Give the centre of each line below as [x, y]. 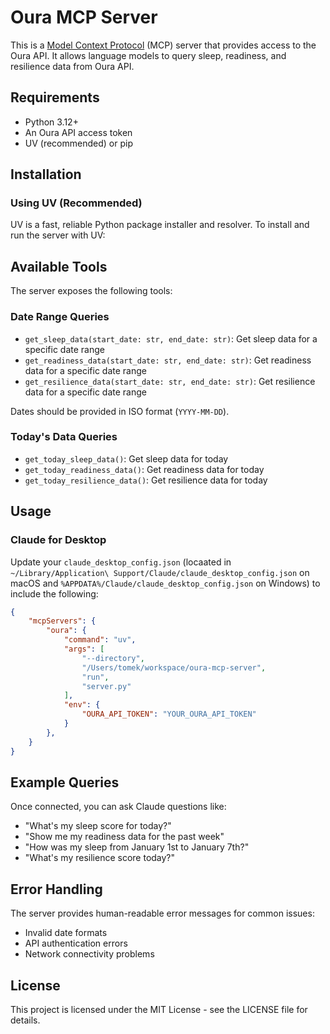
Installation [46, 174]
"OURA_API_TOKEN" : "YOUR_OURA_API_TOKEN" [169, 714]
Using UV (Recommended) [76, 203]
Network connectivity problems [89, 954]
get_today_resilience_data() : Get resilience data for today [146, 480]
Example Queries [65, 782]
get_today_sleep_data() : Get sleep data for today [126, 458]
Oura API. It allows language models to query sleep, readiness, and [148, 55]
